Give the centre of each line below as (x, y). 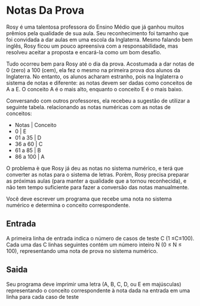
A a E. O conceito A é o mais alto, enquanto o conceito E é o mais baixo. (95, 89)
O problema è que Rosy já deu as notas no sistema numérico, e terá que (95, 168)
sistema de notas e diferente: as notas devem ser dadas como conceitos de (99, 83)
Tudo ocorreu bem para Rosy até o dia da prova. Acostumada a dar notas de (100, 64)
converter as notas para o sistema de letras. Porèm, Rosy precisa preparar (98, 174)
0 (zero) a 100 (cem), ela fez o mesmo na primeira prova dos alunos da (93, 70)
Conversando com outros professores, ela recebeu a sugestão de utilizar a (98, 101)
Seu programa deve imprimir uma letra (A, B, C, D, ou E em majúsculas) (94, 284)
